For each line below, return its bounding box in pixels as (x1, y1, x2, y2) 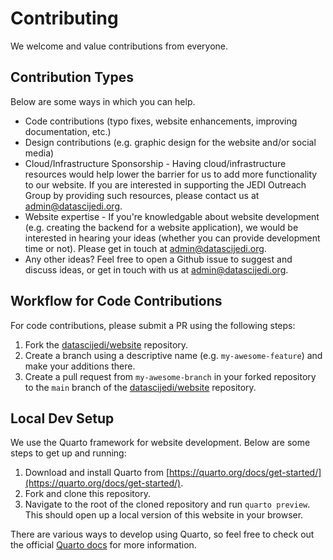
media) (24, 147, 55, 159)
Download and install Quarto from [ (24, 467, 170, 479)
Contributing (10, 7, 119, 30)
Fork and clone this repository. (24, 488, 151, 500)
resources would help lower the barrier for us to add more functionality (24, 168, 318, 180)
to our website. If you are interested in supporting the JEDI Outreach (24, 178, 307, 191)
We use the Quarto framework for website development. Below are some (10, 437, 311, 449)
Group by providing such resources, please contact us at (24, 189, 260, 201)
